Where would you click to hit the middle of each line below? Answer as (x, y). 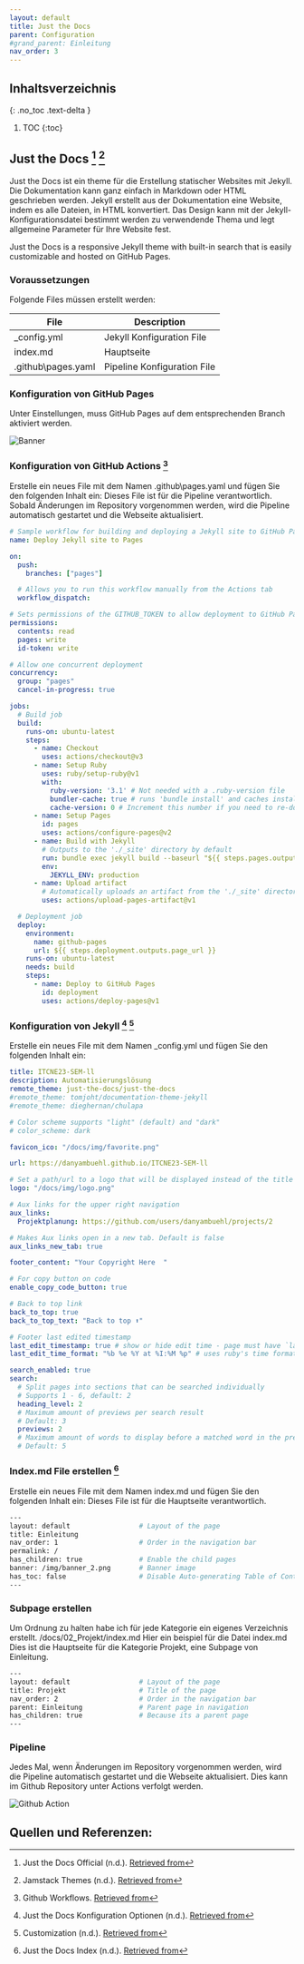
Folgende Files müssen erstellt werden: (82, 299)
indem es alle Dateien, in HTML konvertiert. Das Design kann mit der (137, 210)
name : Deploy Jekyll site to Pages (76, 540)
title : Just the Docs (50, 26)
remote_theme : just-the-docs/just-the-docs (93, 1089)
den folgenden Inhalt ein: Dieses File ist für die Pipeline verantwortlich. (141, 496)
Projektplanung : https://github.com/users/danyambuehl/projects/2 (145, 1221)
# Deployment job (50, 917)
